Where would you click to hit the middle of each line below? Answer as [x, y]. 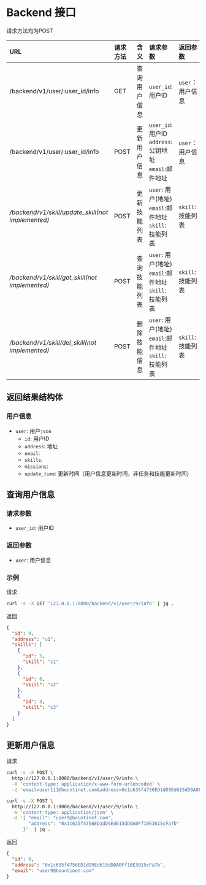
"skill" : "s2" [41, 684]
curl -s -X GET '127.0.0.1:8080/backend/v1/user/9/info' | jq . [90, 603]
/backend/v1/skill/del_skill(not [53, 342]
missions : [36, 466]
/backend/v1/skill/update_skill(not [59, 212]
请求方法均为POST [30, 31]
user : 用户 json [33, 431]
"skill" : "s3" [41, 708]
